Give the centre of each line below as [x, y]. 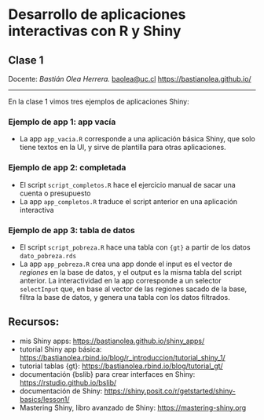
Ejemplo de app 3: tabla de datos [71, 230]
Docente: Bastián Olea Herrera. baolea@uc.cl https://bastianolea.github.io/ [130, 79]
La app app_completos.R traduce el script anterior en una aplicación [128, 201]
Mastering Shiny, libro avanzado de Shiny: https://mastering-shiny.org [133, 407]
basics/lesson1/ [44, 399]
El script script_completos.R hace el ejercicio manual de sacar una [127, 184]
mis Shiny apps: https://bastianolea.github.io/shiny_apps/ [112, 341]
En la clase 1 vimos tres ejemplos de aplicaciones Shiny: [99, 101]
